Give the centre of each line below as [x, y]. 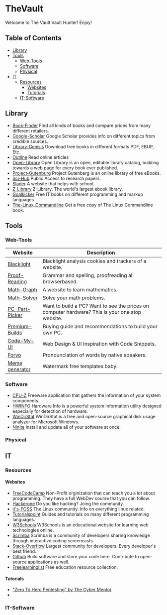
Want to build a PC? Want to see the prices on [96, 306]
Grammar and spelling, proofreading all [88, 275]
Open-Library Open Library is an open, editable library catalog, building [85, 162]
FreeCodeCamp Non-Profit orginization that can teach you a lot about [83, 493]
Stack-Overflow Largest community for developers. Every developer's [84, 546]
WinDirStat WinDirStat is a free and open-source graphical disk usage [84, 416]
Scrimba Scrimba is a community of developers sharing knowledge [81, 535]
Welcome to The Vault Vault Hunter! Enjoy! [48, 22]
